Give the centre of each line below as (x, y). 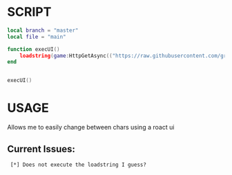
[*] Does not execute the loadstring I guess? (78, 165)
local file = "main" (37, 37)
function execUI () (33, 49)
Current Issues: (41, 149)
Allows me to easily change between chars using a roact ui (91, 127)
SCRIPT (29, 12)
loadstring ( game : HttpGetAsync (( (66, 56)
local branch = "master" (43, 30)
